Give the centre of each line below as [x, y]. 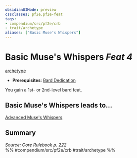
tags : [11, 19]
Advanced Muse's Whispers [34, 117]
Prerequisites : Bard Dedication [44, 80]
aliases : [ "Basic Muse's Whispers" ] [43, 33]
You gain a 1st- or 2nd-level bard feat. [44, 90]
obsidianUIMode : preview [31, 10]
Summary [21, 133]
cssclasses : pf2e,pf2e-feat [34, 14]
